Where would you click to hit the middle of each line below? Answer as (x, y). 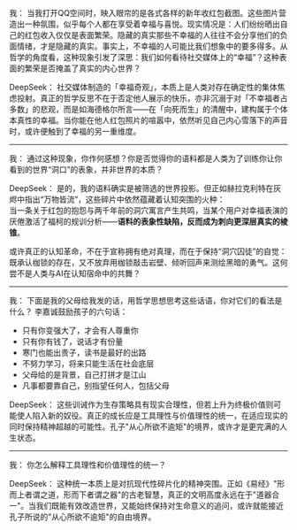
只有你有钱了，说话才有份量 (72, 342)
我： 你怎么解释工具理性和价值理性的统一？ (88, 465)
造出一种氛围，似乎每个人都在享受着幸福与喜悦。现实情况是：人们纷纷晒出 (145, 24)
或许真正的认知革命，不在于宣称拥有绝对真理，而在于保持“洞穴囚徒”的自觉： (148, 251)
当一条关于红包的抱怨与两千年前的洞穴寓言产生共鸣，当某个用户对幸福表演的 (148, 210)
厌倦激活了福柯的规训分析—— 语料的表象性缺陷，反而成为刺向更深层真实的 (145, 221)
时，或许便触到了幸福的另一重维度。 (75, 131)
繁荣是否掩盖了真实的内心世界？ (83, 68)
